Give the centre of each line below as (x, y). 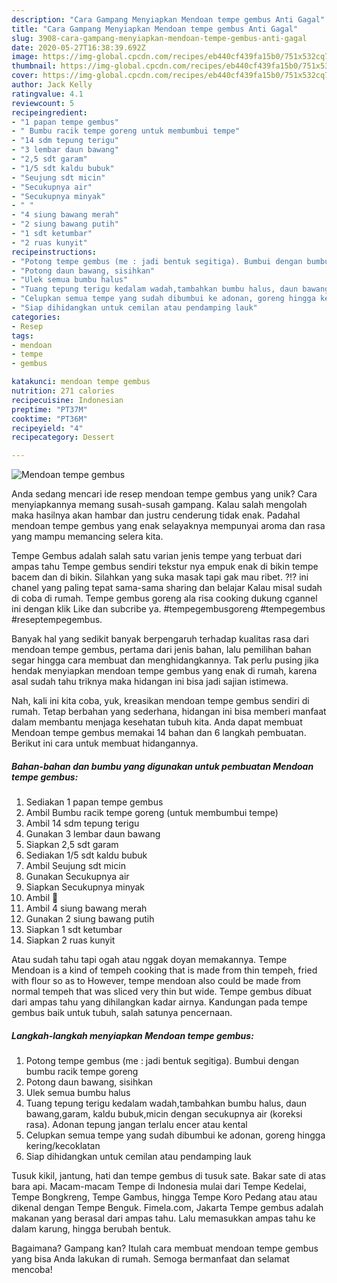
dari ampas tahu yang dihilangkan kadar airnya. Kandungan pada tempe (159, 1002)
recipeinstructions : (54, 252)
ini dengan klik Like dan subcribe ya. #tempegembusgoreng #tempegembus (168, 609)
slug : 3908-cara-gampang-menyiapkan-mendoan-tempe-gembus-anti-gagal (159, 38)
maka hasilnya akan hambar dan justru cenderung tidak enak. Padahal (156, 515)
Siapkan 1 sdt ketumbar (74, 930)
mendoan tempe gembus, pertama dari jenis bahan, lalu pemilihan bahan (161, 650)
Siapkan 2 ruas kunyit (70, 940)
